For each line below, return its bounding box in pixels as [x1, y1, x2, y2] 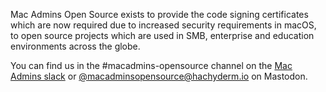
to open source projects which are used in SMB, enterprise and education [10, 30, 315, 41]
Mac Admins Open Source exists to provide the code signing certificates [10, 9, 309, 20]
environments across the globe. [10, 40, 141, 52]
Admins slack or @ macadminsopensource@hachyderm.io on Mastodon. [10, 70, 308, 82]
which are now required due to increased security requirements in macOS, [10, 19, 317, 31]
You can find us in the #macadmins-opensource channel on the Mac [10, 60, 293, 71]
